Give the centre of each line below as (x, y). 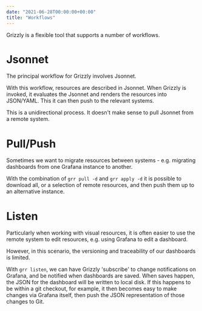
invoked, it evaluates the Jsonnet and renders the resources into (87, 94)
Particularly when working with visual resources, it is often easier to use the (101, 233)
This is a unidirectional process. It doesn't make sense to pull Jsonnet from (100, 112)
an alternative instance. (35, 191)
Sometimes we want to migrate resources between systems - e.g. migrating (101, 160)
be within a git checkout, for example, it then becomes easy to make (92, 289)
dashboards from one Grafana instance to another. (69, 167)
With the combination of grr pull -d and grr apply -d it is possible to (94, 179)
